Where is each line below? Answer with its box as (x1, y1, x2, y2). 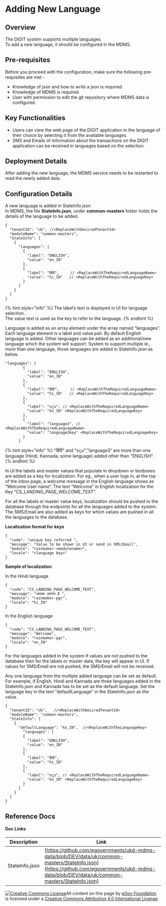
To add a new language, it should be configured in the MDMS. (5, 42, 131, 47)
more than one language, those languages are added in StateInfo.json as (5, 346, 153, 352)
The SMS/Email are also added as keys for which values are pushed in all (5, 509, 154, 515)
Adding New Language (5, 3, 101, 15)
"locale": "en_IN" (9, 640, 48, 645)
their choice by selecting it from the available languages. (12, 132, 127, 138)
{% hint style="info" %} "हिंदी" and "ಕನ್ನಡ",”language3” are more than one (5, 447, 151, 453)
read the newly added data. (5, 175, 61, 181)
